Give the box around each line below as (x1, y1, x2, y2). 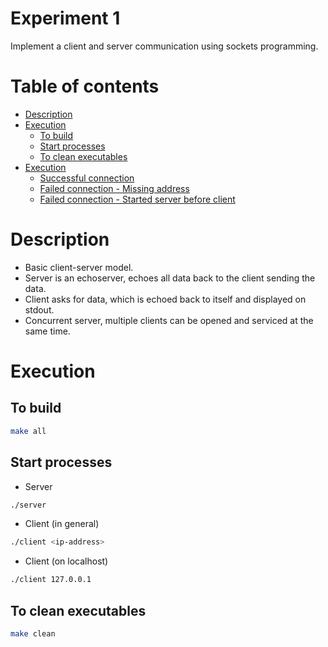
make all (10, 426, 47, 436)
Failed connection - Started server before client (39, 193, 236, 205)
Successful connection (39, 172, 135, 184)
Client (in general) (24, 518, 100, 530)
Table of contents (10, 75, 160, 98)
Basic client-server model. (24, 261, 134, 273)
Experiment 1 (10, 7, 121, 30)
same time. (24, 325, 71, 337)
